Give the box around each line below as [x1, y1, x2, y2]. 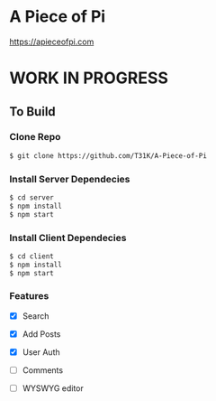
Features [9, 290, 49, 303]
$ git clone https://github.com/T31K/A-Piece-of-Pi [9, 151, 207, 160]
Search [22, 310, 49, 322]
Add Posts [22, 328, 61, 340]
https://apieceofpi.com [9, 36, 94, 47]
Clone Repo [9, 131, 61, 144]
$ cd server [9, 192, 54, 202]
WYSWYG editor [22, 383, 84, 394]
